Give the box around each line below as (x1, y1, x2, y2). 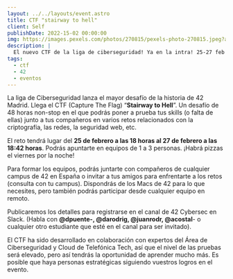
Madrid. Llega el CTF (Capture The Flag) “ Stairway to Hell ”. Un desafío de (7, 101, 219, 110)
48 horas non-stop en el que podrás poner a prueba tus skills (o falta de (7, 108, 214, 117)
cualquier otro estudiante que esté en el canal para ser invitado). (7, 223, 192, 231)
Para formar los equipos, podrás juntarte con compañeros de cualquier (7, 164, 210, 174)
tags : (7, 56, 23, 62)
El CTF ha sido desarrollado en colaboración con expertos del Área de (7, 236, 208, 244)
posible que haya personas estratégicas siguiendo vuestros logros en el (7, 258, 213, 267)
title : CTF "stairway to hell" (7, 17, 98, 24)
